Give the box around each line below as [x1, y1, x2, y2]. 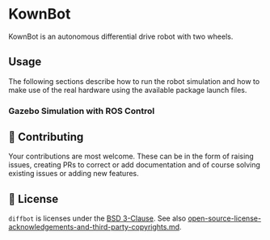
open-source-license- [188, 213, 261, 223]
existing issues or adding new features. [8, 169, 139, 179]
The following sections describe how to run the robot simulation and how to [8, 76, 260, 86]
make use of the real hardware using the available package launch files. [8, 85, 247, 95]
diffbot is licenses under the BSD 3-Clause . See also [8, 213, 187, 223]
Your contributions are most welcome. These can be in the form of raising [8, 151, 255, 162]
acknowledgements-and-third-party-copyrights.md [8, 222, 180, 232]
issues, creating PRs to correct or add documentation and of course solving [8, 160, 261, 170]
